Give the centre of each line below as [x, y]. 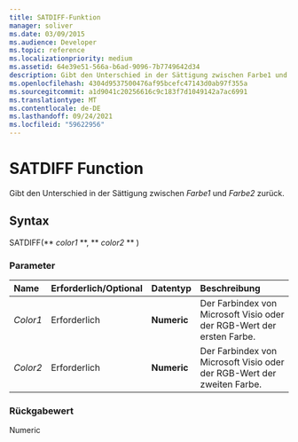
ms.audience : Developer [53, 42]
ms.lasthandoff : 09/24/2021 [61, 116]
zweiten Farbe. [231, 384]
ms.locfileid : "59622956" [57, 125]
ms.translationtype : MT [53, 100]
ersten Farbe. [227, 336]
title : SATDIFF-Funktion [55, 17]
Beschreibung [230, 288]
